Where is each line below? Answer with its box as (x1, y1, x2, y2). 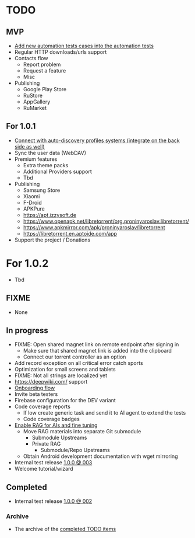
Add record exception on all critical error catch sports (14, 360, 144, 367)
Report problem (23, 61, 61, 68)
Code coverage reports (14, 403, 71, 410)
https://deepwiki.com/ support (14, 378, 88, 385)
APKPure (23, 205, 45, 212)
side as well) (14, 143, 45, 150)
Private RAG (31, 440, 61, 447)
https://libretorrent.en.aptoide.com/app (23, 230, 118, 237)
